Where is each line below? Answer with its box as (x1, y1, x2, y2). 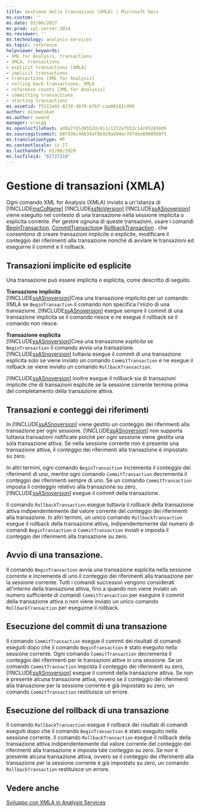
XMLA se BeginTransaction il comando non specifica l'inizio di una (6, 301, 170, 308)
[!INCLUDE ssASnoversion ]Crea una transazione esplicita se (6, 338, 153, 345)
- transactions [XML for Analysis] (6, 75, 95, 81)
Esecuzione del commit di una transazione (6, 621, 167, 631)
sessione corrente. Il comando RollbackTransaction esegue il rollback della (6, 734, 191, 741)
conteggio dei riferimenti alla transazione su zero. (6, 533, 128, 540)
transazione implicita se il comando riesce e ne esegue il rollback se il (6, 313, 178, 320)
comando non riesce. (6, 320, 59, 327)
